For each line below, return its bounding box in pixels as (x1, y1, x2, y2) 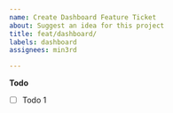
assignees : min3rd (9, 46, 77, 55)
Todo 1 (21, 94, 47, 106)
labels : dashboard (9, 37, 77, 47)
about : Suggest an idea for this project (9, 21, 165, 30)
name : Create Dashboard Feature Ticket (9, 12, 157, 22)
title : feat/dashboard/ (9, 29, 98, 38)
